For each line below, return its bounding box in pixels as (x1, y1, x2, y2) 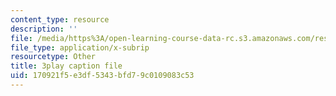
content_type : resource (10, 14, 110, 25)
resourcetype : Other (10, 52, 97, 62)
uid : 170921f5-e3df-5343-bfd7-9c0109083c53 (10, 71, 195, 81)
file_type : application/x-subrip (10, 42, 150, 53)
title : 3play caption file (10, 61, 123, 71)
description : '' (10, 24, 78, 34)
